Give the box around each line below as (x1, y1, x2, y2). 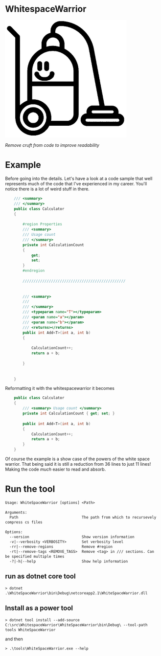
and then (5, 636, 23, 642)
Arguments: (5, 510, 27, 515)
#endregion (23, 268, 45, 273)
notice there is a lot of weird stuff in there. (5, 186, 90, 192)
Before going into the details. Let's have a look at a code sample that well (5, 175, 153, 181)
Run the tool (5, 483, 55, 495)
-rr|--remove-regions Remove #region (9, 544, 113, 549)
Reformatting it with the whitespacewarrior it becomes (5, 385, 115, 391)
